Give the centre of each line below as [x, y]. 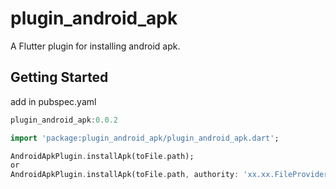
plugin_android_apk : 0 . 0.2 [64, 120]
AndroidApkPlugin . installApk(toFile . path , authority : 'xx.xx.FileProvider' [171, 175]
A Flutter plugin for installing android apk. [95, 46]
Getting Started [59, 77]
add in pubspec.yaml [53, 101]
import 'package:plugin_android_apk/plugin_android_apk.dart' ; [145, 138]
